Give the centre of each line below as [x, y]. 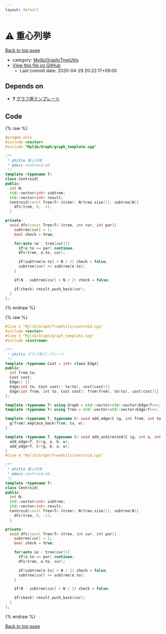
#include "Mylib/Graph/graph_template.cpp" [51, 147]
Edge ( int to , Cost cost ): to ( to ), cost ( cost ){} [60, 387]
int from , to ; [23, 373]
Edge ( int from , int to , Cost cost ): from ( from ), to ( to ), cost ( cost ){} [84, 391]
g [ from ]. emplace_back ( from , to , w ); [47, 423]
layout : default [22, 10]
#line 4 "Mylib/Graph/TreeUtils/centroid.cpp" [54, 456]
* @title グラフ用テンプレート [36, 354]
